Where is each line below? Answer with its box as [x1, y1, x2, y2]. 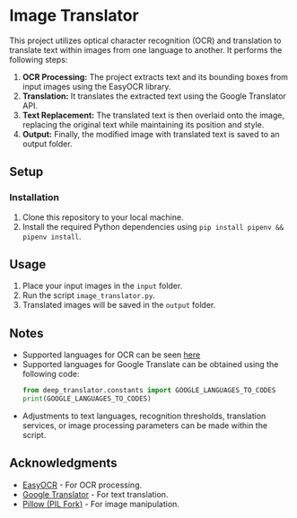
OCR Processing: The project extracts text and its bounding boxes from [22, 71, 289, 82]
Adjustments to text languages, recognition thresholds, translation [22, 410, 266, 421]
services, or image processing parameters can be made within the [22, 420, 267, 431]
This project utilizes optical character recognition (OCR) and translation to [9, 35, 282, 46]
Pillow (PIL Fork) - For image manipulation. [22, 498, 179, 509]
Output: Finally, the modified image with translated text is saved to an [22, 128, 280, 139]
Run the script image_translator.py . [22, 290, 155, 301]
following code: [22, 369, 80, 380]
